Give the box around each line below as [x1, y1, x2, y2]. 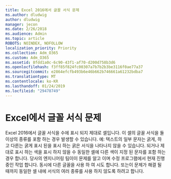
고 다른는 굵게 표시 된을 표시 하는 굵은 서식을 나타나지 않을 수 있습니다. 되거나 [5, 143, 160, 149]
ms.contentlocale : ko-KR [5, 79, 58, 84]
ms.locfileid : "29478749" [5, 88, 60, 94]
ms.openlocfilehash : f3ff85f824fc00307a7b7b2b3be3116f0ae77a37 [5, 64, 143, 70]
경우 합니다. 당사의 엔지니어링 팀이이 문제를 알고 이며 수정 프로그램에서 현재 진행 [5, 155, 165, 162]
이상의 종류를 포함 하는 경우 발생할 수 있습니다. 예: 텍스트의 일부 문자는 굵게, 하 [5, 136, 162, 142]
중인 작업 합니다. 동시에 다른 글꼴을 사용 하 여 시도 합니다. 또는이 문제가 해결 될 [5, 162, 162, 168]
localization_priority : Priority [5, 46, 77, 51]
